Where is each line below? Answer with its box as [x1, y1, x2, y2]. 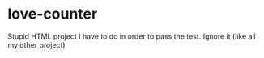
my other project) [7, 39, 66, 49]
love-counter [7, 5, 98, 23]
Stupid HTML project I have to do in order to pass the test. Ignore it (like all [7, 31, 256, 41]
